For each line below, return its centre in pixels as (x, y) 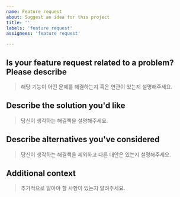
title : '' (18, 22)
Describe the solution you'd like (66, 106)
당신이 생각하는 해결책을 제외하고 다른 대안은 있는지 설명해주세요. (96, 155)
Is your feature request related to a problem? (90, 63)
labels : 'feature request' (39, 28)
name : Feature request (34, 12)
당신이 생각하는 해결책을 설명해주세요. (64, 120)
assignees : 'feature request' (44, 34)
